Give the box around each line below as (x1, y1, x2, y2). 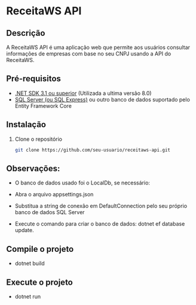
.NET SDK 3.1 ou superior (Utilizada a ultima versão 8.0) (14, 90, 152, 97)
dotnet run (14, 292, 41, 300)
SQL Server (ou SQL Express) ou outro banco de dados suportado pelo (14, 95, 190, 103)
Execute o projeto (6, 277, 73, 287)
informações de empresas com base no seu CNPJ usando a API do (6, 50, 171, 57)
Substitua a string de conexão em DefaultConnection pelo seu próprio (14, 202, 187, 210)
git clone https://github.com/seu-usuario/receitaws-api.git (14, 147, 171, 153)
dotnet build (14, 260, 45, 267)
